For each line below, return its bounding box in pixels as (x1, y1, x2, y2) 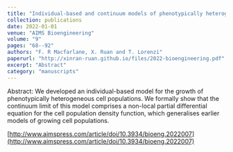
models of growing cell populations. (7, 116, 110, 124)
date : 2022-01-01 (7, 23, 58, 30)
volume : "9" (7, 36, 42, 43)
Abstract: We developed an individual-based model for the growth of (7, 87, 204, 95)
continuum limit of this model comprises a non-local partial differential (7, 102, 208, 110)
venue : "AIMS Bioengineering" (7, 29, 95, 37)
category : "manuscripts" (7, 68, 79, 75)
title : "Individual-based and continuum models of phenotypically (7, 10, 203, 17)
